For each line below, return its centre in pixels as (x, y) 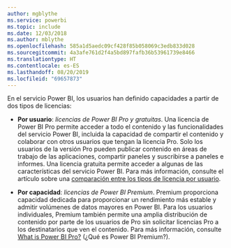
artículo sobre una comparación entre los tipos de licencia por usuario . (119, 179)
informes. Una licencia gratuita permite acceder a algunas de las (110, 164)
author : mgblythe (32, 14)
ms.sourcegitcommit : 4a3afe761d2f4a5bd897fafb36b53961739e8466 (101, 53)
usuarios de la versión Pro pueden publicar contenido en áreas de (112, 149)
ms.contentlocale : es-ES (43, 66)
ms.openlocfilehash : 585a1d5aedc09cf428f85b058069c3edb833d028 (101, 46)
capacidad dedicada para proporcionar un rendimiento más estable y (117, 200)
